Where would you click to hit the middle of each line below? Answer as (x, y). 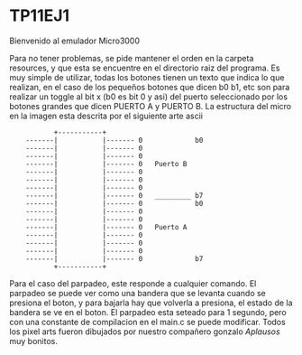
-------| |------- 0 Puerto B (106, 163)
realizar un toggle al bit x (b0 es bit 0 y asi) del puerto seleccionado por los (149, 97)
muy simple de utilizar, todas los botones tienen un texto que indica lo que (147, 77)
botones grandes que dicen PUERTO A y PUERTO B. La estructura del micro (150, 106)
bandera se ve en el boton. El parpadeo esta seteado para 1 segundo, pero (148, 312)
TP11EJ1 (40, 16)
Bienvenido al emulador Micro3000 (75, 41)
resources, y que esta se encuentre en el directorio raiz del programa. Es (145, 68)
